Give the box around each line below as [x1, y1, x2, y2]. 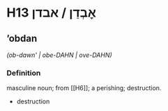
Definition [6, 68, 41, 78]
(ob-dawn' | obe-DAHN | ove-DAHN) [6, 51, 112, 59]
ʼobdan [6, 33, 38, 44]
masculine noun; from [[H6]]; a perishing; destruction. [6, 84, 162, 92]
